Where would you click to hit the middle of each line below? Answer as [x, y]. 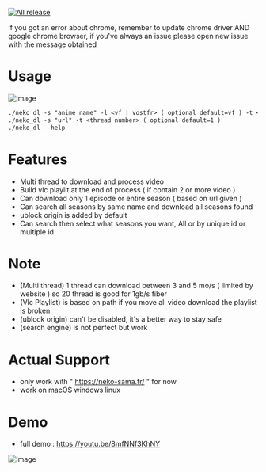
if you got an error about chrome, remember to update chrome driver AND [129, 27]
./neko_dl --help [37, 128]
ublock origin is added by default [73, 215]
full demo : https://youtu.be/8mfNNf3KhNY [90, 444]
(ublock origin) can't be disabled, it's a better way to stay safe [120, 319]
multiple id [36, 232]
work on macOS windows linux [70, 390]
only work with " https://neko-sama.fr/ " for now [98, 382]
